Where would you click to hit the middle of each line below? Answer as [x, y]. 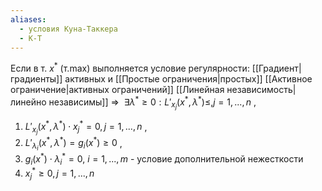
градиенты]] [36, 79]
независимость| [261, 90]
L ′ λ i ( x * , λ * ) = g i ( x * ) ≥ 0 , [73, 144]
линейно [28, 102]
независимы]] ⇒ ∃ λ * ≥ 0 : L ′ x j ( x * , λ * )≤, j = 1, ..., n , [152, 102]
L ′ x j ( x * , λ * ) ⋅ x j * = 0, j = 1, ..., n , [86, 127]
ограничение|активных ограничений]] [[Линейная [117, 90]
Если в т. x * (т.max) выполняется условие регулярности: [130, 68]
